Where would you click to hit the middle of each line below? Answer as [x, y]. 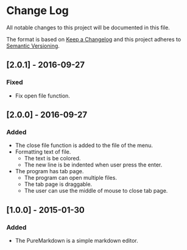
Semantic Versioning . [33, 46]
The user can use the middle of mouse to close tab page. [96, 191]
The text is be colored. [52, 159]
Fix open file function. [42, 96]
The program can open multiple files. [71, 178]
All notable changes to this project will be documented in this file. [88, 27]
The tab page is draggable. [58, 184]
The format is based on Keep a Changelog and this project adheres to [94, 39]
